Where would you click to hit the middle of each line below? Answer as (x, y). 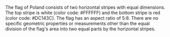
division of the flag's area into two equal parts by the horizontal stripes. (80, 29)
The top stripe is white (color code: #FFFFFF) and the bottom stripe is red (83, 13)
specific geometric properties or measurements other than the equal (78, 23)
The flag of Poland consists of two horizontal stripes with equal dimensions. (85, 7)
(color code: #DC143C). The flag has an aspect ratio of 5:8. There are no (82, 18)
